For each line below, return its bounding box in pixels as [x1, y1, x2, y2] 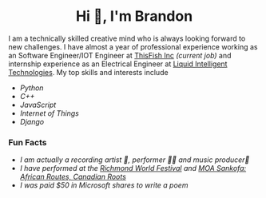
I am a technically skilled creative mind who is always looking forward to [8, 34, 246, 43]
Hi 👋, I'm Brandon [75, 7, 193, 26]
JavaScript [19, 100, 57, 109]
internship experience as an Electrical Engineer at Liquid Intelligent [8, 59, 228, 69]
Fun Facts [8, 137, 47, 148]
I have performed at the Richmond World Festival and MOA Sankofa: [19, 164, 247, 173]
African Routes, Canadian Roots [19, 172, 126, 182]
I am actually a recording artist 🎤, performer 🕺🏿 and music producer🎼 [19, 155, 250, 164]
